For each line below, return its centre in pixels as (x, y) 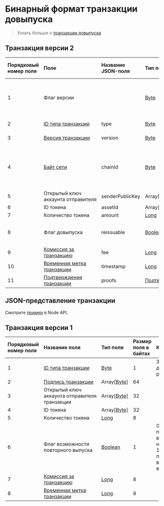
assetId (110, 207)
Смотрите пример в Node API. (37, 312)
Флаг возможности (66, 444)
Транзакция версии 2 (40, 48)
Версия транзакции (67, 137)
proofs (109, 280)
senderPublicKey (121, 196)
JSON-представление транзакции (60, 301)
